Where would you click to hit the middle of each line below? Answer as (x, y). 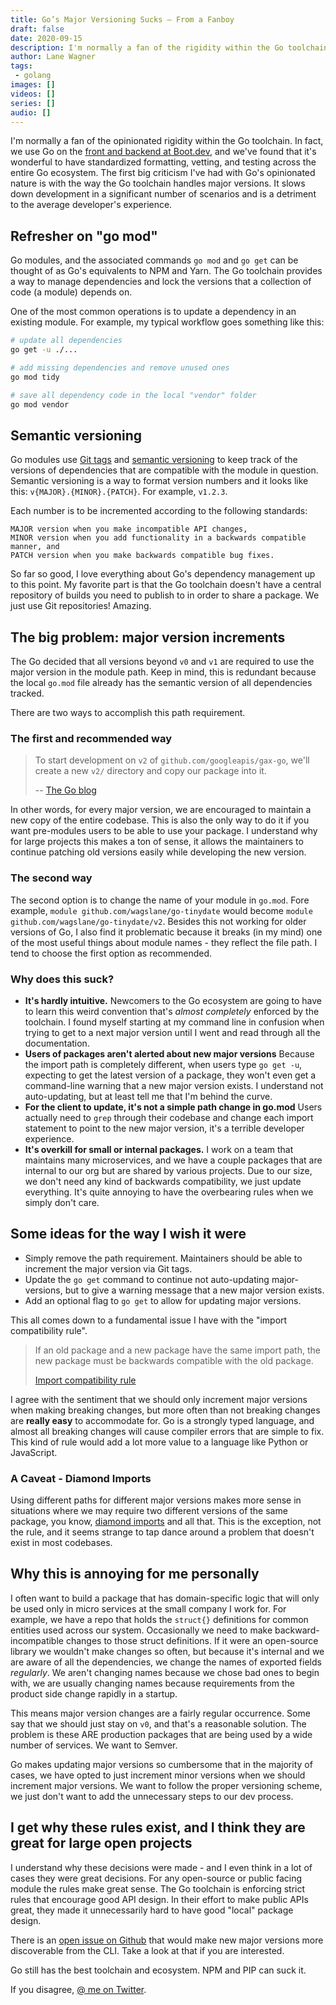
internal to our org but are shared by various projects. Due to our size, (168, 1170)
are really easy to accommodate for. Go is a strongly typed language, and (162, 1420)
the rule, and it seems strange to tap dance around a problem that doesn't (162, 1532)
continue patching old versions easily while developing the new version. (158, 852)
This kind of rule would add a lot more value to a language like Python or (159, 1442)
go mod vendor (40, 404)
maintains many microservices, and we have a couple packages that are (173, 1160)
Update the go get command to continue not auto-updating (147, 1279)
